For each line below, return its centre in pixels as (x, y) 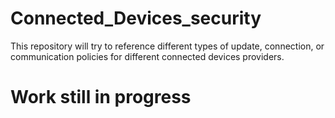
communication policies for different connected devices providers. (147, 56)
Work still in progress (101, 97)
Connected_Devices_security (136, 18)
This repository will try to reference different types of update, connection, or (167, 46)
